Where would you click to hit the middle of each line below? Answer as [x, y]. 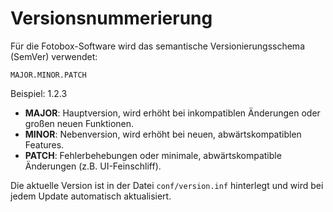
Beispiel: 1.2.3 [39, 93]
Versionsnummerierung [111, 18]
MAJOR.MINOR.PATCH [48, 75]
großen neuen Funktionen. [79, 123]
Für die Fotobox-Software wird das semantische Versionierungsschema [157, 46]
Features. [44, 144]
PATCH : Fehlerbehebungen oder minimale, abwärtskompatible [153, 155]
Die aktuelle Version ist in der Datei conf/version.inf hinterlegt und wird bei [167, 185]
